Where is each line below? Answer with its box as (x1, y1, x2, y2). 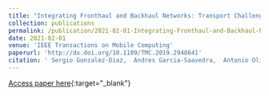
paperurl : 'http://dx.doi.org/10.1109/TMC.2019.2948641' (8, 49, 203, 57)
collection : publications (8, 19, 94, 27)
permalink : (8, 26, 45, 34)
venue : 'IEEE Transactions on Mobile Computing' (8, 42, 174, 50)
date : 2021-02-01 (8, 34, 66, 42)
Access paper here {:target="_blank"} (8, 78, 131, 88)
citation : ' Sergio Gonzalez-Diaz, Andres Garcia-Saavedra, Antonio (8, 57, 249, 65)
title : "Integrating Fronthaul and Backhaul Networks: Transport (8, 11, 231, 20)
